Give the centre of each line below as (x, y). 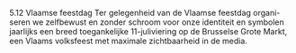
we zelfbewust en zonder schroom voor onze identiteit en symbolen (158, 22)
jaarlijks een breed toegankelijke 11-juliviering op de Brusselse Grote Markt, (148, 31)
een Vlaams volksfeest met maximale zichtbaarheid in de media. (128, 41)
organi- (267, 13)
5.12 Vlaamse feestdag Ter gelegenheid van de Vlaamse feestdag (130, 13)
